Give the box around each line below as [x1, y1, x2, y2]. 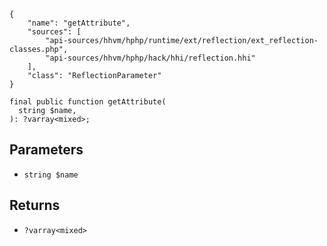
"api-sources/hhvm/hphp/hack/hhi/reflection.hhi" [45, 53, 256, 63]
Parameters [9, 141, 84, 159]
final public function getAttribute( [9, 97, 167, 107]
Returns [9, 197, 61, 214]
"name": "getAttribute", [27, 18, 131, 28]
